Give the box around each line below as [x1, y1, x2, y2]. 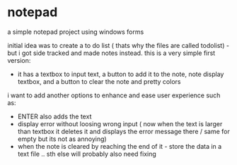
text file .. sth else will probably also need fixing [17, 149, 157, 158]
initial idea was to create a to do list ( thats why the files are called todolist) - [7, 41, 230, 49]
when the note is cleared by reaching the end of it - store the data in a [17, 142, 222, 150]
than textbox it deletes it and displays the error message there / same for [17, 127, 230, 135]
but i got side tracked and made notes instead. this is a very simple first [7, 49, 216, 57]
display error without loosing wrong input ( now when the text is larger [17, 119, 223, 128]
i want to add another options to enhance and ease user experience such [7, 91, 221, 99]
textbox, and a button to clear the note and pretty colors [17, 77, 181, 85]
